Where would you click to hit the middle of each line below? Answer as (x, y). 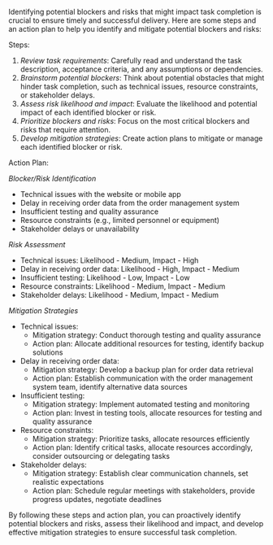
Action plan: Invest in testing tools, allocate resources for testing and (147, 413)
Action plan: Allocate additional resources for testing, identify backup (148, 344)
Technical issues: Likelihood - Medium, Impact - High (109, 260)
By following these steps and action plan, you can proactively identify (125, 515)
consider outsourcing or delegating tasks (101, 456)
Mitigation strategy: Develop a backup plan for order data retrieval (143, 370)
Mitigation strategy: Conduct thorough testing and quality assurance (147, 335)
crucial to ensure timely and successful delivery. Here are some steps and (132, 20)
